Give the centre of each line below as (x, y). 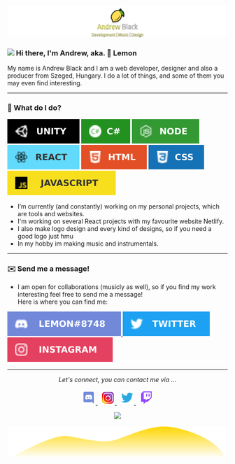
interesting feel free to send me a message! (80, 294)
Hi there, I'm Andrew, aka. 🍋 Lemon (77, 52)
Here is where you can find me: (63, 302)
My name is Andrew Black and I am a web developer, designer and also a (113, 69)
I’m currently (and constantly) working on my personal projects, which (119, 206)
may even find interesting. (45, 83)
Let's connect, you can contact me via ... (117, 379)
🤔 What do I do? (34, 108)
